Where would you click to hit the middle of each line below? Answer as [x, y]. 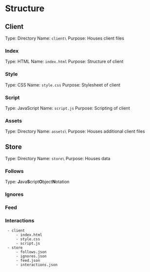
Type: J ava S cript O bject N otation [37, 182]
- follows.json [31, 252]
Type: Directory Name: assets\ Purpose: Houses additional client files [75, 131]
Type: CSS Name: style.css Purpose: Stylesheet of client [63, 85]
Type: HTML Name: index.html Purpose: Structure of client [64, 62]
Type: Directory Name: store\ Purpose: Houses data [58, 158]
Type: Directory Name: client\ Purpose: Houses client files [65, 38]
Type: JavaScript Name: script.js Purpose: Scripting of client [67, 108]
